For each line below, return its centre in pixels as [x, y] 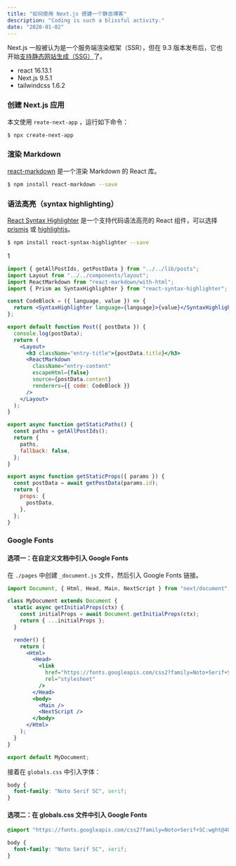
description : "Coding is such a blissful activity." [86, 20]
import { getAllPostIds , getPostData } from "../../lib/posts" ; [103, 269]
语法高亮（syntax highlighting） [63, 203]
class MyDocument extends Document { [63, 601]
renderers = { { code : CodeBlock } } [81, 386]
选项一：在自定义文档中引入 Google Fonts [68, 558]
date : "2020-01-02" [36, 27]
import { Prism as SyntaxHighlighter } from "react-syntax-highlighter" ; [118, 288]
